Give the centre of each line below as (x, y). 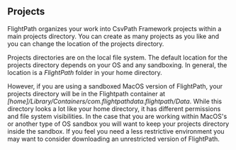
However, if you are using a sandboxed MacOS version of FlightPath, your (115, 86)
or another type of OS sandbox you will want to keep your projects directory (118, 124)
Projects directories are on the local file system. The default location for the (118, 57)
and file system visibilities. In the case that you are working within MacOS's (117, 116)
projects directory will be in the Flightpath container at (86, 93)
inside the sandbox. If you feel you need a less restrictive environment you (116, 131)
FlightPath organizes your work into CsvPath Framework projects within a (114, 28)
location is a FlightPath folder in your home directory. (85, 72)
